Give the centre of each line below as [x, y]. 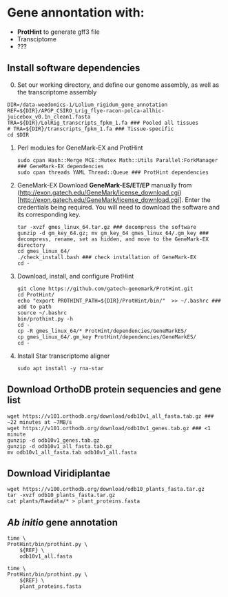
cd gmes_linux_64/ [43, 251]
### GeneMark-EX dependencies [61, 166]
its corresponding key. [49, 214]
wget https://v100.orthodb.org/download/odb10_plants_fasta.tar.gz [106, 489]
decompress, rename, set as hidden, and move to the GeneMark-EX [113, 239]
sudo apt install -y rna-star [61, 368]
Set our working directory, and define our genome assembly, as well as [118, 85]
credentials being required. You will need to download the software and [118, 207]
